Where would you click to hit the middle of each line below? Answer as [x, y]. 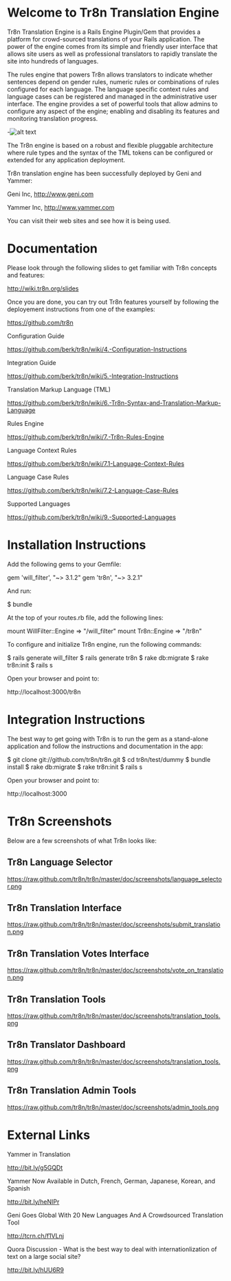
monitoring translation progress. [53, 118]
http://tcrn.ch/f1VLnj [35, 1235]
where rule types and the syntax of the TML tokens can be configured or [110, 153]
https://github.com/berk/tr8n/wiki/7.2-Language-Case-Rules [93, 490]
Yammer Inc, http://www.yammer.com [61, 207]
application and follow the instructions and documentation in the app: [105, 746]
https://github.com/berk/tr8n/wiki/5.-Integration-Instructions [93, 376]
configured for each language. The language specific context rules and [108, 89]
